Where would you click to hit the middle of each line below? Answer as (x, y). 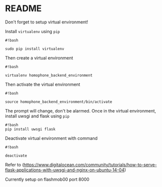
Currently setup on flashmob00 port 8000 (47, 179)
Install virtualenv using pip (32, 31)
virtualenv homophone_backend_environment (49, 75)
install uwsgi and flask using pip (37, 116)
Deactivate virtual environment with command (51, 138)
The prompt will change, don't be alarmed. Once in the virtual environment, (81, 111)
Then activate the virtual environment (43, 84)
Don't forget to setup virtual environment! (47, 22)
